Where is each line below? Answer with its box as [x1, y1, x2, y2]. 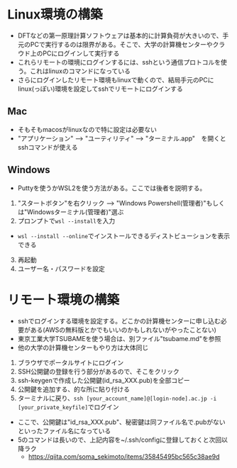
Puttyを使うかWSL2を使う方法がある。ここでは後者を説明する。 [17, 184, 206, 192]
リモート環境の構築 [7, 291, 120, 308]
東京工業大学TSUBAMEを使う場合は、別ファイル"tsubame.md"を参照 [17, 334, 221, 342]
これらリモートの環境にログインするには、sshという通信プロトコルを [17, 57, 221, 66]
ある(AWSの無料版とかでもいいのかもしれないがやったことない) [30, 325, 216, 334]
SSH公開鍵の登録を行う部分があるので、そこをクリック [17, 367, 180, 376]
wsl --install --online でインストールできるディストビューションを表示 [17, 231, 231, 240]
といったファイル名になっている [17, 426, 111, 435]
